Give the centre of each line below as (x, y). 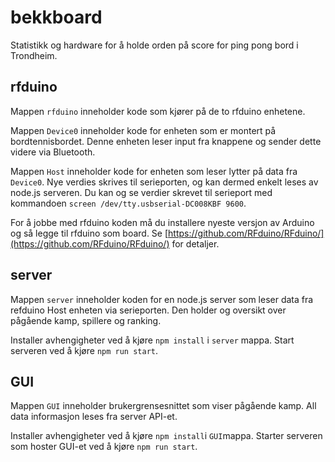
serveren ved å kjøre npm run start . (84, 350)
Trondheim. (34, 55)
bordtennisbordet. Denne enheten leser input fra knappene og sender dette (166, 141)
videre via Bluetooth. (53, 152)
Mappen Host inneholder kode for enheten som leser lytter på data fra (154, 171)
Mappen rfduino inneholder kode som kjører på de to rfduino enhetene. (158, 111)
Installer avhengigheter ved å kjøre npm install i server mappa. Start (152, 340)
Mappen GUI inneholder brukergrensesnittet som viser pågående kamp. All (163, 406)
